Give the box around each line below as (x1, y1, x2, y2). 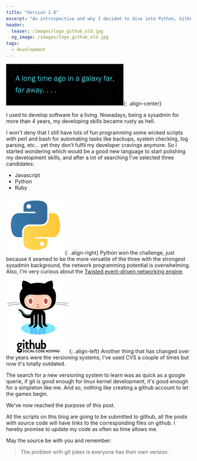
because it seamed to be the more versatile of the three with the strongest (6, 255, 186, 262)
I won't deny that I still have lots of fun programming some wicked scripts (6, 129, 184, 136)
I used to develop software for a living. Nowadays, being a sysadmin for (6, 111, 179, 118)
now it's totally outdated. (6, 360, 66, 367)
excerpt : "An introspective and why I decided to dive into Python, (6, 15, 177, 22)
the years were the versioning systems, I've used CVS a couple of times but (6, 353, 189, 361)
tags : (6, 41, 19, 46)
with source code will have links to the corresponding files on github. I (6, 419, 175, 426)
